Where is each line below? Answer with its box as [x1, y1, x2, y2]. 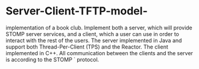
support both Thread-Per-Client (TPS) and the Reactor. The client [5, 43, 168, 50]
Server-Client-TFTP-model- [5, 4, 148, 18]
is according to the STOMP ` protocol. [5, 56, 99, 63]
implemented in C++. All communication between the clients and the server [5, 49, 194, 56]
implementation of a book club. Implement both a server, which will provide [5, 24, 192, 31]
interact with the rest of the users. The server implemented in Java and [5, 37, 182, 44]
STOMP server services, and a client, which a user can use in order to [5, 30, 179, 37]
